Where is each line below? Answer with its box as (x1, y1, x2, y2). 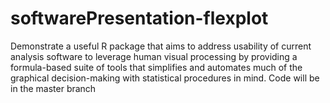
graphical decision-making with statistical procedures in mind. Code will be (10, 72, 320, 84)
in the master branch (10, 82, 97, 94)
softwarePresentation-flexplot (10, 7, 269, 30)
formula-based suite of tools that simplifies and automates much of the (10, 61, 303, 73)
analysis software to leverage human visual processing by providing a (10, 50, 298, 62)
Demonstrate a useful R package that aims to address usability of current (10, 40, 312, 52)
